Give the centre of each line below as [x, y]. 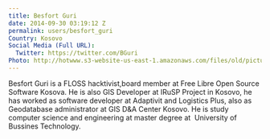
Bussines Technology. [45, 126]
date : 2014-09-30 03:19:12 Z [57, 23]
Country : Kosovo [35, 38]
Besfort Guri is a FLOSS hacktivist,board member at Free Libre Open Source [134, 83]
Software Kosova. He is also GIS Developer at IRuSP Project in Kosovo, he [130, 92]
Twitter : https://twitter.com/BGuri [77, 53]
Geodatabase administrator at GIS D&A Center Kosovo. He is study [119, 108]
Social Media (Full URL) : [51, 46]
